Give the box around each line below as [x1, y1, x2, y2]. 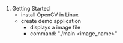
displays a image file [29, 24, 81, 31]
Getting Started [11, 5, 50, 12]
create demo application [20, 18, 82, 24]
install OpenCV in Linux [20, 11, 79, 18]
